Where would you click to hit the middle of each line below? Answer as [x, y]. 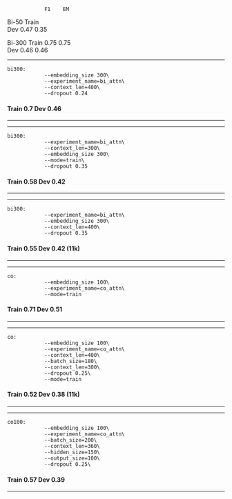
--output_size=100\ [72, 458]
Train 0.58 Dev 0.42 [36, 182]
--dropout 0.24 [66, 93]
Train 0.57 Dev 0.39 [36, 480]
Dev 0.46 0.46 [28, 50]
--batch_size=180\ [70, 361]
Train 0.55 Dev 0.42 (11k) [44, 248]
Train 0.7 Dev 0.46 [34, 108]
